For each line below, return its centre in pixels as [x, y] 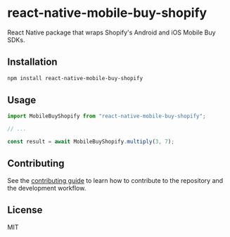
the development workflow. [47, 188]
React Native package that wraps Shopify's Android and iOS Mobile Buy [111, 32]
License [25, 210]
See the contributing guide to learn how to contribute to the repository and [115, 180]
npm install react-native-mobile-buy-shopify [75, 78]
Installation [32, 62]
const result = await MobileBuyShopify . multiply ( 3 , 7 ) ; [91, 142]
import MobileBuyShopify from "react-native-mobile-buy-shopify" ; [107, 116]
